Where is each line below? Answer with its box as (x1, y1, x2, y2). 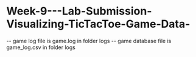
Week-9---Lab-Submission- (6, 4, 152, 18)
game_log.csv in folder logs (6, 44, 76, 51)
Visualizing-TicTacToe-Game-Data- (6, 17, 191, 31)
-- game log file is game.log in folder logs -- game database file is (6, 37, 172, 44)
